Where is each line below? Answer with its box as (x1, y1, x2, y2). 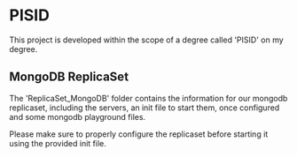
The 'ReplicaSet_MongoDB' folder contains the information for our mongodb (9, 93, 288, 103)
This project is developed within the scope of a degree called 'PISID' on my (9, 34, 284, 45)
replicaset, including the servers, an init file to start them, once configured (9, 102, 280, 113)
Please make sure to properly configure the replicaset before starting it (9, 129, 269, 139)
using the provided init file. (9, 138, 106, 148)
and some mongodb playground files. (9, 111, 146, 122)
